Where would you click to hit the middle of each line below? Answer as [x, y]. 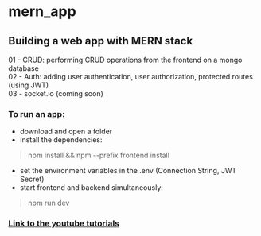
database [24, 68]
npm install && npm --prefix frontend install [98, 155]
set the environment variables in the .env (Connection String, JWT [128, 171]
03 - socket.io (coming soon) [56, 93]
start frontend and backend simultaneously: [91, 188]
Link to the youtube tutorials [64, 223]
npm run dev [49, 203]
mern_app [43, 12]
